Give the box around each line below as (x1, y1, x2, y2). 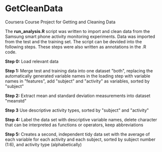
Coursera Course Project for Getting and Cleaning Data (5, 19, 116, 25)
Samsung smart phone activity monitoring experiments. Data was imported (5, 34, 156, 39)
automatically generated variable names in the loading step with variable (5, 73, 151, 79)
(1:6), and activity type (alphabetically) (5, 141, 82, 147)
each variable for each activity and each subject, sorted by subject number (5, 136, 156, 142)
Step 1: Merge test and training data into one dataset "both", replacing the (5, 68, 153, 73)
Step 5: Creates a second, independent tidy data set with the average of (5, 131, 150, 137)
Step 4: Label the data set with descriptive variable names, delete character (5, 117, 157, 122)
